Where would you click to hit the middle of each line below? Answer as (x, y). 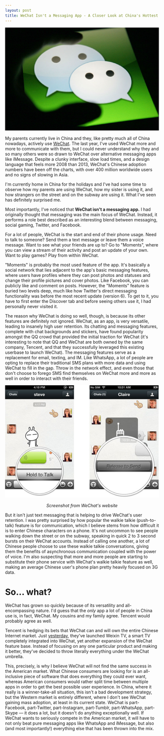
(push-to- (146, 520)
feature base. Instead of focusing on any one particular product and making (81, 646)
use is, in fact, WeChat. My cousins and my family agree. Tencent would (78, 616)
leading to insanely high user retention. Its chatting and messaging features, (82, 326)
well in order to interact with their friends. (47, 378)
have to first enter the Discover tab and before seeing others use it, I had (78, 301)
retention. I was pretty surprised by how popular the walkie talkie (70, 520)
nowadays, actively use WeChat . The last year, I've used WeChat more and (81, 143)
